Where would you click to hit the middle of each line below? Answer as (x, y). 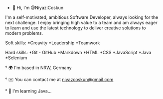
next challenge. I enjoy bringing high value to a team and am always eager (81, 23)
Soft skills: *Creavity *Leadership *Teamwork (53, 43)
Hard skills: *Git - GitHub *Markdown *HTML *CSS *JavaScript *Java (78, 52)
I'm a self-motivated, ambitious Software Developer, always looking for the (82, 17)
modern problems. (24, 33)
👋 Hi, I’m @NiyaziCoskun (38, 8)
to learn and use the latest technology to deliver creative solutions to (76, 28)
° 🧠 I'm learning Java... (28, 91)
